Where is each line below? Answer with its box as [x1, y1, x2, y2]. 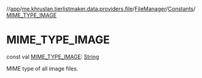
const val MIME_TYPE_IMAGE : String [6, 53, 99, 60]
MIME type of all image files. [6, 65, 79, 72]
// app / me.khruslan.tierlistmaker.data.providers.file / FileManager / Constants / [6, 5, 196, 12]
